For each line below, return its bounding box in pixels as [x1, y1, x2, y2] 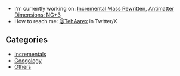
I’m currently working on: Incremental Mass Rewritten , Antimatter [14, 5, 174, 12]
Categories [5, 35, 48, 45]
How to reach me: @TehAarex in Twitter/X [14, 18, 117, 24]
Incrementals [14, 50, 47, 58]
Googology [14, 56, 42, 64]
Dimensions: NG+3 [14, 11, 61, 18]
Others [14, 63, 32, 70]
